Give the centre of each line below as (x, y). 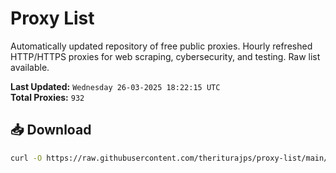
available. (30, 67)
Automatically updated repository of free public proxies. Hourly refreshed (161, 46)
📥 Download (51, 130)
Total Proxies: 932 (47, 97)
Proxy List (52, 18)
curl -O (26, 158)
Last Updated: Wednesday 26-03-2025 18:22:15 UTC (115, 86)
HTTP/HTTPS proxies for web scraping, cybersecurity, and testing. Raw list (165, 56)
